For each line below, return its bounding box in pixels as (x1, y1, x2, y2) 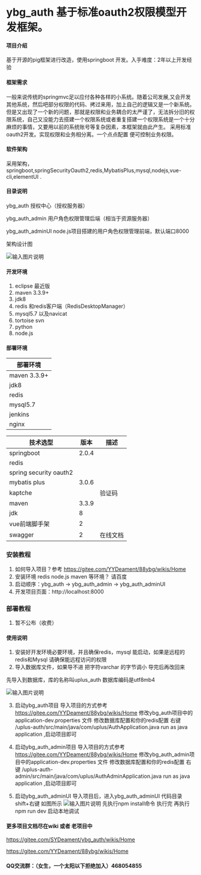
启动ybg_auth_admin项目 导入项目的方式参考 (14, 744, 125, 751)
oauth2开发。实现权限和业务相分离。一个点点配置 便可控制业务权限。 (6, 130, 178, 138)
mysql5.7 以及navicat (14, 310, 68, 317)
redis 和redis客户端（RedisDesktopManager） (14, 302, 129, 310)
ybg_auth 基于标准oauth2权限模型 (6, 5, 176, 19)
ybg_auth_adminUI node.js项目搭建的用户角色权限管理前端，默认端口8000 (6, 227, 190, 235)
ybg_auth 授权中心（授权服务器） (6, 202, 89, 209)
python (14, 323, 33, 331)
